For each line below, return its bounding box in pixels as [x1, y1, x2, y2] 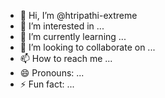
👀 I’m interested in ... [19, 20, 105, 32]
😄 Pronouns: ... [19, 67, 85, 79]
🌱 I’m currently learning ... [19, 31, 127, 42]
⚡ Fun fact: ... [19, 78, 75, 90]
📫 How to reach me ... [19, 53, 113, 64]
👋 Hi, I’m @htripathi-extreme [19, 10, 138, 21]
